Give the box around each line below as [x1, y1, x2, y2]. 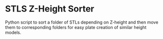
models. [5, 29, 22, 35]
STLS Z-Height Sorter [5, 3, 94, 14]
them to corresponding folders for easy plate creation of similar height [5, 24, 147, 30]
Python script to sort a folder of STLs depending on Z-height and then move [5, 19, 159, 25]
